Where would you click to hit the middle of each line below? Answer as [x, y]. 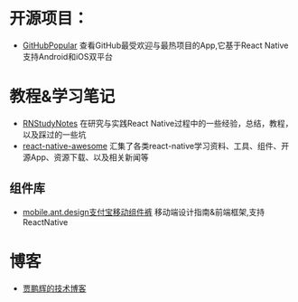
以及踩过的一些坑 [54, 134]
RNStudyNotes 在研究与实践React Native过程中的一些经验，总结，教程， [158, 123]
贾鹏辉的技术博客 [54, 288]
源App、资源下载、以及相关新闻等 [85, 157]
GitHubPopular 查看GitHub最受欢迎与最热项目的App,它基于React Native [155, 45]
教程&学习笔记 [62, 97]
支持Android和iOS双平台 [67, 56]
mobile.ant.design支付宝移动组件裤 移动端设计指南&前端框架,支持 [144, 212]
